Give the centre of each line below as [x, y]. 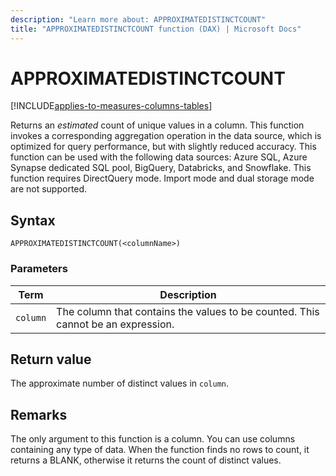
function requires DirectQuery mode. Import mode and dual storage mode [162, 178]
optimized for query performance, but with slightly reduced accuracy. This [163, 147]
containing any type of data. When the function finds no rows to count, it [160, 450]
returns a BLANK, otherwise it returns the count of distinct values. [146, 460]
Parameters [39, 269]
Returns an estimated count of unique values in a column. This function [157, 125]
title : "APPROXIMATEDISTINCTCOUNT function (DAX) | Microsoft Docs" [156, 29]
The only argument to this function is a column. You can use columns [153, 439]
